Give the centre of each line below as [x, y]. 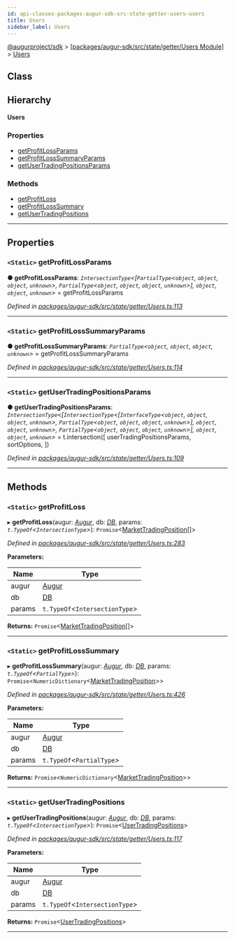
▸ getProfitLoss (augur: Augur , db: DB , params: [75, 522]
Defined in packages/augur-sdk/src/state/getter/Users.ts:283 [96, 543]
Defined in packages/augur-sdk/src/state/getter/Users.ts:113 [95, 306]
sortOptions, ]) [28, 445]
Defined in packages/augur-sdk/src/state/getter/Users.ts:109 [95, 458]
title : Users [26, 20]
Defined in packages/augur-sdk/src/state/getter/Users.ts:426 [96, 695]
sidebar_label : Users [39, 27]
